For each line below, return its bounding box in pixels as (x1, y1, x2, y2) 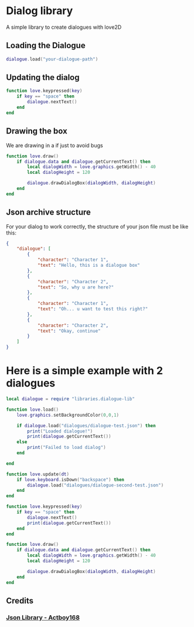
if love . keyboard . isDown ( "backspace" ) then (16, 477, 125, 482)
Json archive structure (6, 207, 91, 217)
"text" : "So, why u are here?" (37, 284, 114, 290)
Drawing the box (6, 126, 67, 136)
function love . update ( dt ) (6, 471, 69, 477)
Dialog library (6, 4, 73, 18)
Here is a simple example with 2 (6, 364, 163, 377)
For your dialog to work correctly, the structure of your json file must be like (6, 223, 189, 230)
